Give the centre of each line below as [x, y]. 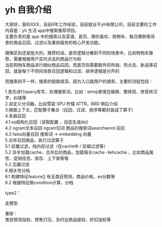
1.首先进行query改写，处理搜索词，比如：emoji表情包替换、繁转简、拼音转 [79, 91]
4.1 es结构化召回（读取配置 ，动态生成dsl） [48, 122]
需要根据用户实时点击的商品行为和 [47, 59]
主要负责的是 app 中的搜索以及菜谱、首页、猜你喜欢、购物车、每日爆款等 [78, 36]
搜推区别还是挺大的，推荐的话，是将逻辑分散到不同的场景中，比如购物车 [77, 53]
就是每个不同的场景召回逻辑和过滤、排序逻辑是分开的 [66, 71]
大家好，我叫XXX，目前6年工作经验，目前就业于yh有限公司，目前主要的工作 [81, 24]
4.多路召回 [15, 116]
